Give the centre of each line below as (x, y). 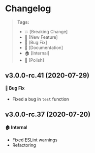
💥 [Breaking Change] (46, 31)
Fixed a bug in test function (41, 99)
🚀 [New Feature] (41, 37)
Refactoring (24, 145)
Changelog (28, 9)
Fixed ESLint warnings (35, 140)
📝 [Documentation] (44, 48)
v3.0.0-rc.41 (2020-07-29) (47, 76)
